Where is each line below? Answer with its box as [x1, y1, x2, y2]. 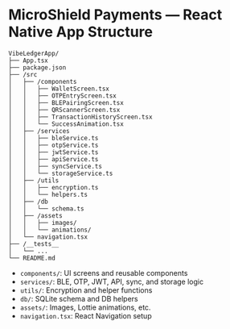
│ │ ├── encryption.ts [8, 183, 99, 191]
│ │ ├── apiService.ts [8, 155, 99, 163]
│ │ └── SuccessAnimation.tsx [8, 119, 125, 128]
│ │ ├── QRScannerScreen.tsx [8, 106, 121, 114]
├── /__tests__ [8, 239, 60, 248]
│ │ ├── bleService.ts [8, 134, 99, 142]
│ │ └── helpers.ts [8, 190, 88, 198]
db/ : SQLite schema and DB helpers [19, 294, 138, 303]
